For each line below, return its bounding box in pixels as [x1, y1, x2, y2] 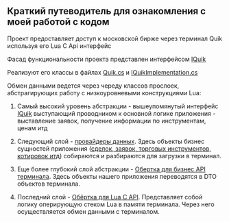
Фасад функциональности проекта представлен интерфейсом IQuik [7, 55, 206, 63]
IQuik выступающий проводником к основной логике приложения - [16, 109, 216, 117]
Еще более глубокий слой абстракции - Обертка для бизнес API [16, 164, 206, 173]
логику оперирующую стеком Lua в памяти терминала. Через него [16, 200, 215, 208]
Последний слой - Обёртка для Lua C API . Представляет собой [16, 193, 203, 201]
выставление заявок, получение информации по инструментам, [16, 116, 206, 125]
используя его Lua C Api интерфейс [7, 41, 112, 50]
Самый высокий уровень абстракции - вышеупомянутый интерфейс [16, 102, 219, 110]
